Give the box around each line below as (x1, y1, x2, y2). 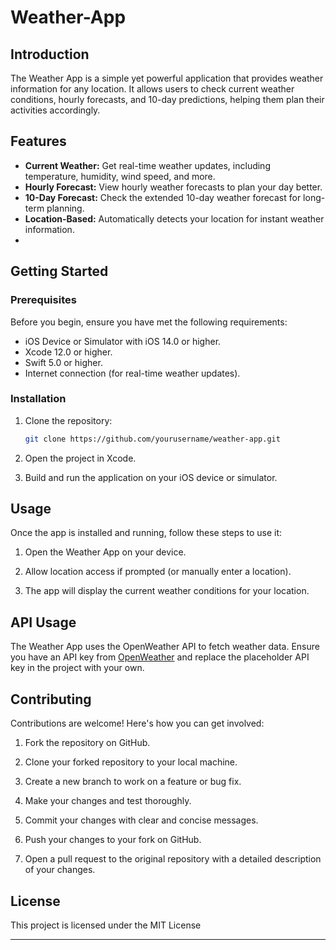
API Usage (10, 614, 77, 631)
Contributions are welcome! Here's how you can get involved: (10, 717, 265, 730)
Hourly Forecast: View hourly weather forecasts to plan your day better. (24, 181, 323, 193)
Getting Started (10, 263, 109, 280)
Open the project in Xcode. (24, 452, 137, 464)
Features (10, 133, 67, 150)
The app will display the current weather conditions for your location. (24, 585, 310, 597)
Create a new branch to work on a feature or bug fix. (24, 776, 242, 788)
